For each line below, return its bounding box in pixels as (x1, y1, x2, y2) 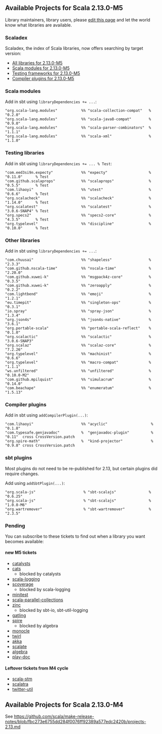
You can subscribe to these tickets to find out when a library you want (5, 533, 145, 539)
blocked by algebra (19, 623, 58, 629)
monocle (12, 628, 30, 634)
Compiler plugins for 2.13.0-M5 (12, 76, 74, 82)
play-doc (12, 654, 31, 660)
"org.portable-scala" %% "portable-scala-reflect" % (5, 326, 151, 331)
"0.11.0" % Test (5, 174, 49, 179)
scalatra (12, 681, 29, 687)
